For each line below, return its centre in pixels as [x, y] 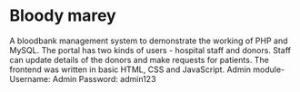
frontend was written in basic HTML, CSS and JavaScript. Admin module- [147, 69]
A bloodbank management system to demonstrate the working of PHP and [149, 41]
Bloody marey [63, 16]
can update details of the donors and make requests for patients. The [140, 60]
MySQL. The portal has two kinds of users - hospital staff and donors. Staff [150, 50]
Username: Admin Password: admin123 [83, 78]
